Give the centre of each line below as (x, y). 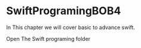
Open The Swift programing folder (48, 39)
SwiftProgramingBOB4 (64, 11)
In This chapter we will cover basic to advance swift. (71, 27)
